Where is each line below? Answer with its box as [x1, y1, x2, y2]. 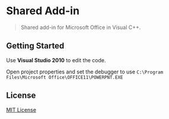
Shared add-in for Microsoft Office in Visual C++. [20, 24, 141, 31]
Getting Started [6, 41, 65, 51]
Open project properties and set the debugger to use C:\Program [6, 68, 164, 75]
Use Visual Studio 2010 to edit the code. [6, 56, 106, 63]
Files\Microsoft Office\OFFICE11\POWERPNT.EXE [6, 74, 123, 81]
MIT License [6, 106, 37, 113]
